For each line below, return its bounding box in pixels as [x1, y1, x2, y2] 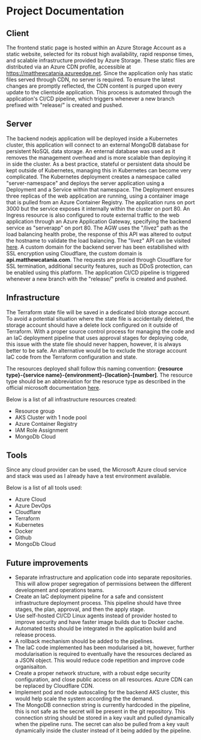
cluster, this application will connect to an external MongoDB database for [6, 141, 189, 148]
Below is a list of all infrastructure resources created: [6, 395, 137, 403]
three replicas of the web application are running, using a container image [6, 192, 189, 199]
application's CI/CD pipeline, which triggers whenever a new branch [6, 95, 175, 102]
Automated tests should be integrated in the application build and [14, 625, 177, 632]
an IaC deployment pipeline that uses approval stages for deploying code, [6, 334, 189, 341]
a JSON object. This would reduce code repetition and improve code [14, 657, 185, 664]
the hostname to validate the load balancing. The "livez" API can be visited [6, 237, 191, 244]
